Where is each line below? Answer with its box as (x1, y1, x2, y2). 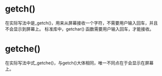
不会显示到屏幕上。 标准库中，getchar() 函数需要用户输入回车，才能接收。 (5, 26, 154, 32)
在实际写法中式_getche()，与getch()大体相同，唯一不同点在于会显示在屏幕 (5, 60, 154, 66)
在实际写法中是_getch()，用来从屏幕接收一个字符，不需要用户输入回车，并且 (5, 20, 158, 26)
